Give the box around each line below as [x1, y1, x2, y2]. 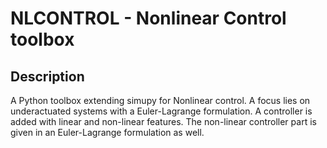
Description [10, 68, 85, 85]
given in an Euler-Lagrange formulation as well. [10, 127, 205, 138]
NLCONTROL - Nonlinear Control [10, 7, 287, 30]
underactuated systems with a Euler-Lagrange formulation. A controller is [10, 105, 313, 117]
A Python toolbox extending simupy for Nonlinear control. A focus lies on [10, 95, 311, 106]
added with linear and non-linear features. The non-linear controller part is [10, 116, 317, 127]
